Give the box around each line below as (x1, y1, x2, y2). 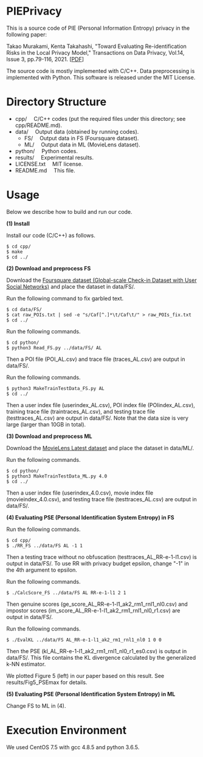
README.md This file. (15, 166, 76, 174)
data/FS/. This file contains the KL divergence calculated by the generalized (6, 654, 196, 661)
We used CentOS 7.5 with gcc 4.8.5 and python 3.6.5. (6, 743, 140, 751)
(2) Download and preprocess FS (6, 264, 91, 272)
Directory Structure (6, 95, 107, 109)
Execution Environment (6, 724, 126, 737)
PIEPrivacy (6, 4, 62, 18)
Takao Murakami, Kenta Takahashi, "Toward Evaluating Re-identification (6, 43, 187, 50)
